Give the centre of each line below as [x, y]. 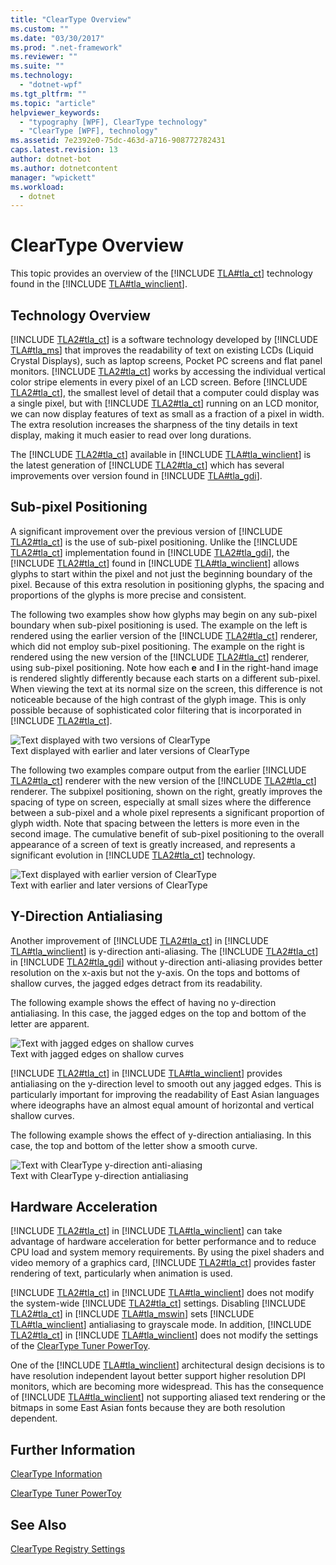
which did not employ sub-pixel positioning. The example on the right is [157, 646]
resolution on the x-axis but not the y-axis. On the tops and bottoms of [155, 972]
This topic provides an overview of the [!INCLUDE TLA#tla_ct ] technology [161, 273]
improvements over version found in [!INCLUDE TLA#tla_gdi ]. [136, 475]
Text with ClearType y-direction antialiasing [99, 1175]
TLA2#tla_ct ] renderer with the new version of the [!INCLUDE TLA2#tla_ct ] [163, 780]
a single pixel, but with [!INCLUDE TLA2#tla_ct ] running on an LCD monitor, [165, 403]
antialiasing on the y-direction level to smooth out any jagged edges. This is [166, 1083]
